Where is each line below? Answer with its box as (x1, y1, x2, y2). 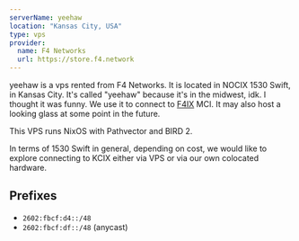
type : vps (9, 30, 47, 39)
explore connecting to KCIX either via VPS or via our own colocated (9, 153, 259, 163)
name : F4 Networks (17, 47, 87, 56)
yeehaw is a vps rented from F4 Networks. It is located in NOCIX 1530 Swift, (9, 80, 291, 90)
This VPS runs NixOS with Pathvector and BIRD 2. (9, 126, 193, 136)
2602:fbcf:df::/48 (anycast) (22, 221, 128, 232)
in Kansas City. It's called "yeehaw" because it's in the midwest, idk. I (9, 89, 267, 100)
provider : (9, 38, 47, 48)
